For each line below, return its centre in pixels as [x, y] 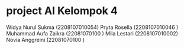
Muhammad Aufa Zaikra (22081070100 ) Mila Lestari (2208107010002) [92, 33]
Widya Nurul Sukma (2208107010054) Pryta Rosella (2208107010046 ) [92, 27]
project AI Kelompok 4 [62, 11]
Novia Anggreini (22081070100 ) [45, 40]
